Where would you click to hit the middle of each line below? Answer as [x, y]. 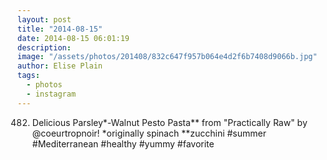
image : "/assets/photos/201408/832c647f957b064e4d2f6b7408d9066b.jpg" [167, 57]
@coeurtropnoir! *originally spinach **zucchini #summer [149, 133]
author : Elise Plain [60, 66]
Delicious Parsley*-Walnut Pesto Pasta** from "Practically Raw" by [169, 122]
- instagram [51, 94]
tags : [28, 76]
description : [44, 47]
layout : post [44, 19]
